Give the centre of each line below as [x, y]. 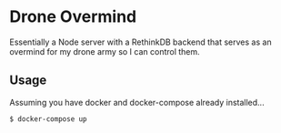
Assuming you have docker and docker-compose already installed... [137, 102]
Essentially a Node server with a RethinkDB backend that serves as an [140, 42]
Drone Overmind [73, 17]
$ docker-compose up [49, 119]
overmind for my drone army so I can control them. [105, 51]
